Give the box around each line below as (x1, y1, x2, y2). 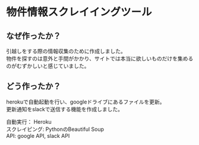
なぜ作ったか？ (6, 31, 61, 41)
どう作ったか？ (6, 81, 61, 92)
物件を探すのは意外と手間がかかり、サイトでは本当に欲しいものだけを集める (6, 55, 194, 62)
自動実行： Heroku (6, 118, 52, 125)
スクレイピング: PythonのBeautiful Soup (6, 125, 105, 133)
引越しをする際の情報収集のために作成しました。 (6, 48, 126, 54)
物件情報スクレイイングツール (6, 5, 153, 19)
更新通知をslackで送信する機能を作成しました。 (6, 105, 124, 112)
